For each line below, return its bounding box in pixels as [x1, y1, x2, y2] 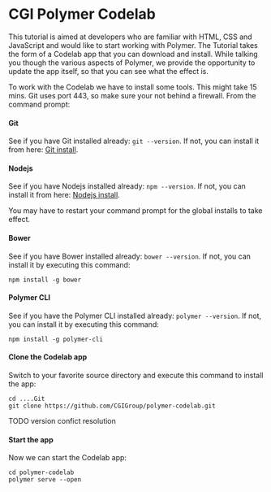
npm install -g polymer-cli [8, 335, 104, 343]
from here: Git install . [8, 145, 79, 155]
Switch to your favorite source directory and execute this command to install [8, 370, 264, 380]
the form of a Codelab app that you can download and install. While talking [8, 49, 258, 59]
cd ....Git [8, 394, 45, 403]
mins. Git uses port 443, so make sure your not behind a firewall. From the [8, 90, 257, 100]
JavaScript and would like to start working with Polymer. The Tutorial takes [8, 40, 258, 50]
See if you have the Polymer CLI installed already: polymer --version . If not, [8, 311, 262, 320]
